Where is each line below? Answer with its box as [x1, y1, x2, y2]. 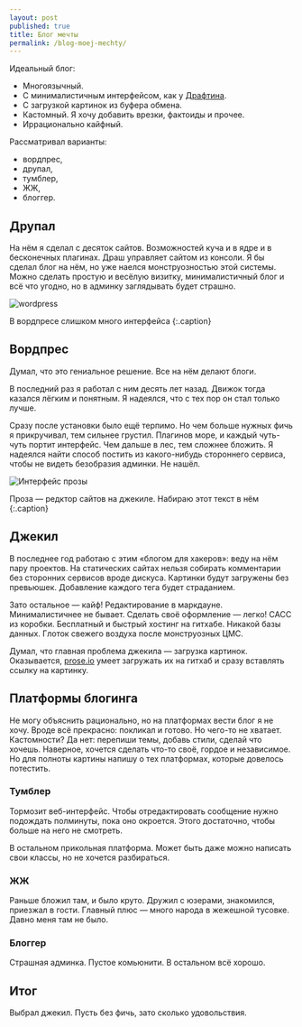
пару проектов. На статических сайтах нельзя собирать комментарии [9, 562, 281, 573]
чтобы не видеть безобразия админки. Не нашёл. [9, 458, 201, 469]
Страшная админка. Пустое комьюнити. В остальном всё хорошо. [9, 958, 266, 968]
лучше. [9, 402, 37, 413]
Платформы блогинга [9, 691, 138, 707]
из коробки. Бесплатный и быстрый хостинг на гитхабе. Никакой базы [9, 618, 281, 629]
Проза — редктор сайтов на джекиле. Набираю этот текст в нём [9, 493, 260, 504]
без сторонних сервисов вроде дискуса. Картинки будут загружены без [9, 572, 289, 583]
